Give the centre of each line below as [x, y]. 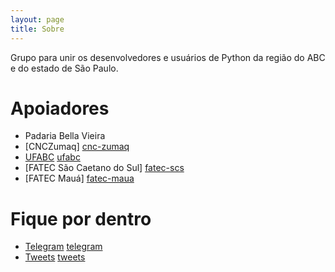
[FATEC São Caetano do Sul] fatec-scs [104, 168]
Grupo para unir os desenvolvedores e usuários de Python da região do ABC [168, 57]
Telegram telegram [63, 247]
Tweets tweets [55, 257]
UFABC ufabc [52, 157]
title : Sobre [37, 29]
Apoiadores [60, 108]
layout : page [37, 19]
